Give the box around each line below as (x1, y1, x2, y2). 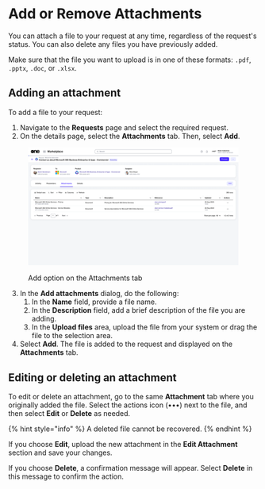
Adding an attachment (8, 87, 121, 100)
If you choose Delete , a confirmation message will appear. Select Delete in (8, 464, 253, 473)
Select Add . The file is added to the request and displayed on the (19, 339, 232, 349)
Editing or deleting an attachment (8, 371, 177, 384)
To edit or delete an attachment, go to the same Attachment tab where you (8, 392, 254, 402)
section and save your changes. (8, 448, 113, 457)
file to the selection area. (31, 331, 113, 341)
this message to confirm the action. (8, 472, 125, 481)
